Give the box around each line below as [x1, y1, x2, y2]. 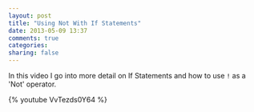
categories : [8, 42, 48, 50]
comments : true [8, 34, 59, 42]
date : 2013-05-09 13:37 [8, 26, 88, 34]
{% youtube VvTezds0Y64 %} [8, 95, 108, 104]
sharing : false [8, 49, 59, 57]
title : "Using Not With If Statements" [8, 19, 142, 27]
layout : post [8, 11, 52, 20]
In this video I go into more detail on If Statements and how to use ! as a [8, 71, 246, 80]
